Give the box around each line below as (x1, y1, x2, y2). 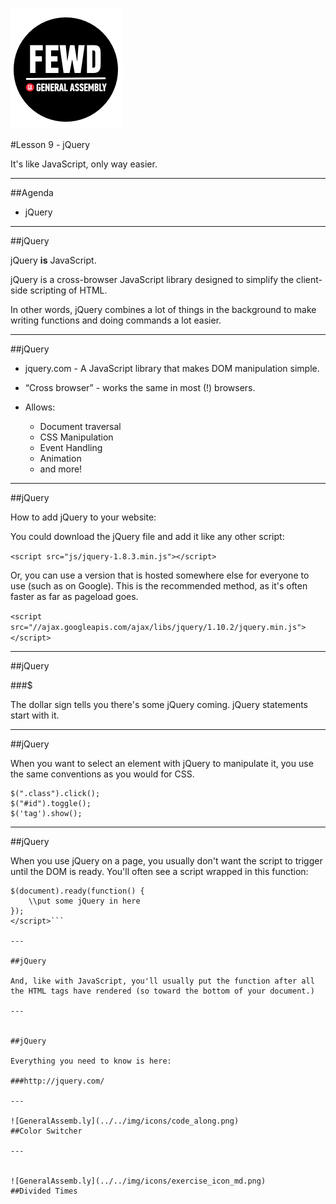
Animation (39, 453, 82, 464)
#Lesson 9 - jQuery (10, 139, 91, 150)
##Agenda (10, 187, 54, 198)
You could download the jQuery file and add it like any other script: (10, 531, 285, 542)
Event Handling (39, 442, 103, 453)
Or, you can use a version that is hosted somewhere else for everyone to (10, 569, 310, 581)
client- (296, 274, 323, 285)
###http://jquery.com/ (10, 1076, 105, 1086)
